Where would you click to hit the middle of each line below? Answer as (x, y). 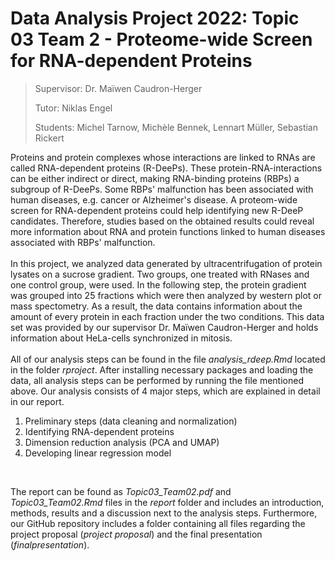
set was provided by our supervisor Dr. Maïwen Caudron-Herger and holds (164, 327)
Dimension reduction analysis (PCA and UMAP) (122, 442)
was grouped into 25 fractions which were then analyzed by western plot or (166, 295)
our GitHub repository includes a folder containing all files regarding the (158, 523)
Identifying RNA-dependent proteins (99, 431)
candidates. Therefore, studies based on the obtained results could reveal (162, 221)
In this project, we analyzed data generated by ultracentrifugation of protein (166, 263)
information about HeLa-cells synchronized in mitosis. (121, 338)
